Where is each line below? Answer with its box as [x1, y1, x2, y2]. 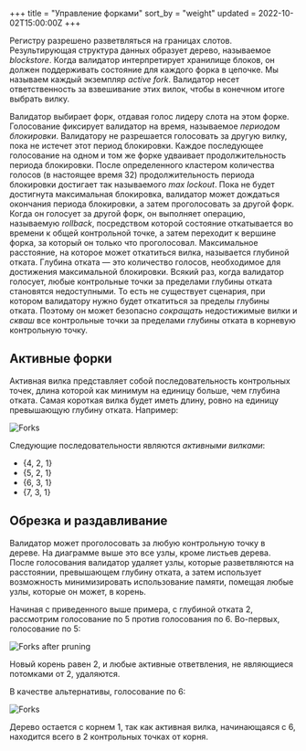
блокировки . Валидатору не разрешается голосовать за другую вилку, [9, 131, 288, 141]
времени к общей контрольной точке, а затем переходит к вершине [9, 227, 277, 238]
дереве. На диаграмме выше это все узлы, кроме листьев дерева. [9, 547, 271, 558]
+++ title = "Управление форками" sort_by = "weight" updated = [9, 8, 257, 18]
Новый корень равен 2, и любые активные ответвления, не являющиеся [9, 658, 294, 670]
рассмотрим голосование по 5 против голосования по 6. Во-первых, [9, 613, 280, 624]
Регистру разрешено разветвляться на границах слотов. [9, 36, 233, 46]
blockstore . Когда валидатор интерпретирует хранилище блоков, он [9, 55, 276, 65]
